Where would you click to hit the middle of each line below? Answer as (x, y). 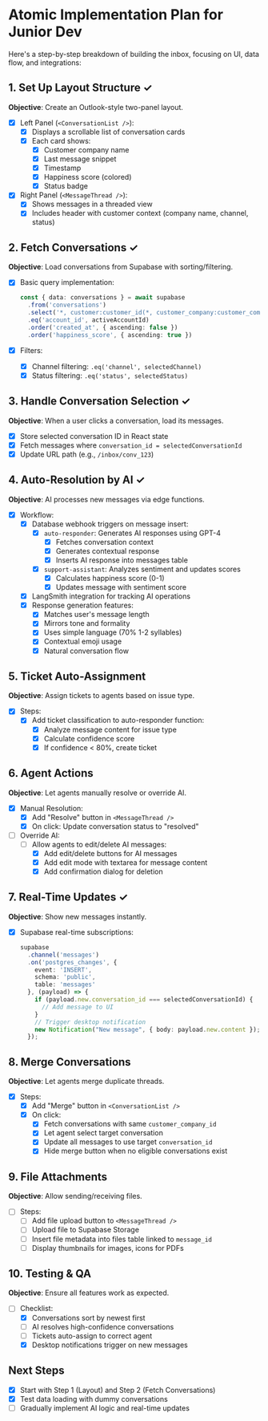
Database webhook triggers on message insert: (110, 524)
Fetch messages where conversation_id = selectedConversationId (131, 445)
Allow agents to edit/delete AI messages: (99, 844)
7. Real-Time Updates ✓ (68, 897)
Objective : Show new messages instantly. (78, 916)
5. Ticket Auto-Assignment (77, 676)
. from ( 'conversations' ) (67, 305)
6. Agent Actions (51, 773)
